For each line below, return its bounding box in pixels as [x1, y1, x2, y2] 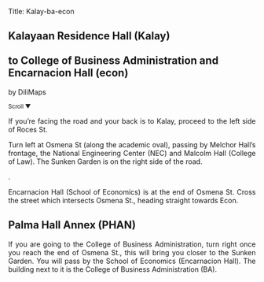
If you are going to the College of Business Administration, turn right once [8, 239, 256, 249]
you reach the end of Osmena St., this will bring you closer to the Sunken [8, 247, 256, 257]
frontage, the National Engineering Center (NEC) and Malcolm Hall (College [8, 148, 256, 158]
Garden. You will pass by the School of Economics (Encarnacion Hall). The [8, 256, 256, 265]
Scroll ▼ [8, 102, 31, 110]
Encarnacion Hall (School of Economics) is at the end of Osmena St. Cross [8, 187, 256, 196]
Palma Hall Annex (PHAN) [8, 218, 136, 232]
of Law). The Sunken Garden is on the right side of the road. [8, 157, 203, 166]
